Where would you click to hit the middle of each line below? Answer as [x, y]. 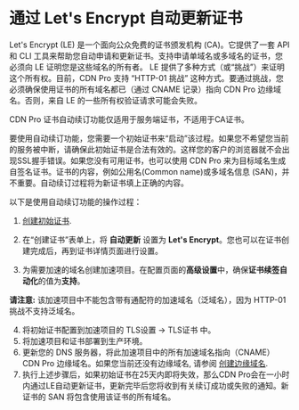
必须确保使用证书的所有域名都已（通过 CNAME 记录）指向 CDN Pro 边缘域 [145, 89]
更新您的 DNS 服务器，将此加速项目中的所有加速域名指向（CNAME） [148, 352]
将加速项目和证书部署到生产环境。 [85, 340]
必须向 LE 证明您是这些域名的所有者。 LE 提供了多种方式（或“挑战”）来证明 [147, 67]
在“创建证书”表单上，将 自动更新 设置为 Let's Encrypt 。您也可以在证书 [152, 239]
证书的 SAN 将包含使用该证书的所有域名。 [99, 397]
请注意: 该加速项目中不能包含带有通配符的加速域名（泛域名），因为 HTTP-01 [148, 299]
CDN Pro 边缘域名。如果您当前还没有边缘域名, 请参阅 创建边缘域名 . [145, 363]
